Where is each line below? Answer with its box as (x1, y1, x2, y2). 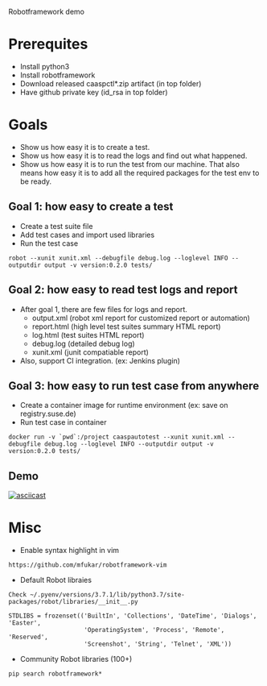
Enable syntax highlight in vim (19, 546, 119, 555)
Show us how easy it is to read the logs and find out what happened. (19, 151, 248, 160)
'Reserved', (8, 633, 48, 642)
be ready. (19, 177, 52, 186)
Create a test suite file (19, 221, 93, 231)
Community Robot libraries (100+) (19, 655, 133, 664)
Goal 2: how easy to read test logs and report (8, 283, 238, 297)
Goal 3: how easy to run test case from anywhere (8, 379, 260, 393)
